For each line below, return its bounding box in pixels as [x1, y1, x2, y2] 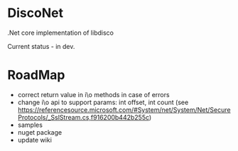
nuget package [17, 128, 63, 136]
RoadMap [7, 67, 65, 83]
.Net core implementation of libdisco [7, 28, 114, 37]
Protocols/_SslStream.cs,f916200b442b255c [17, 113, 150, 121]
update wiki [17, 135, 52, 144]
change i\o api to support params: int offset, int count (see [17, 98, 189, 106]
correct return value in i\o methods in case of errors [17, 90, 170, 99]
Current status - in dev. [7, 42, 75, 50]
